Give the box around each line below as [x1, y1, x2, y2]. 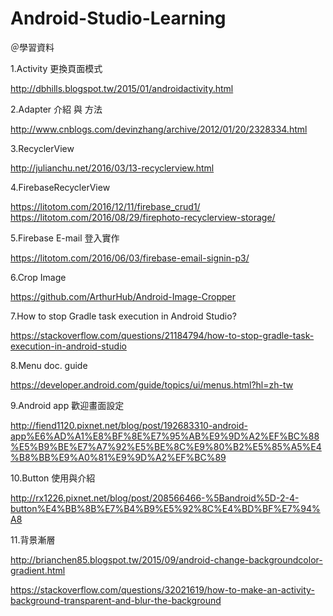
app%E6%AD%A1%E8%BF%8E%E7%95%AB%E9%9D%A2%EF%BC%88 [10, 430, 320, 442]
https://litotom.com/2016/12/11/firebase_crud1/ [10, 200, 201, 212]
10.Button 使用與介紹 [10, 472, 96, 484]
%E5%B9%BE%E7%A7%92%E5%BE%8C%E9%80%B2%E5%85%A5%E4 [10, 440, 322, 452]
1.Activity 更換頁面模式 [10, 62, 103, 74]
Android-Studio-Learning [10, 7, 227, 30]
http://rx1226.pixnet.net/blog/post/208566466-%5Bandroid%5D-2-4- [10, 492, 300, 504]
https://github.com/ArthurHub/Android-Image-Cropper [10, 290, 236, 302]
